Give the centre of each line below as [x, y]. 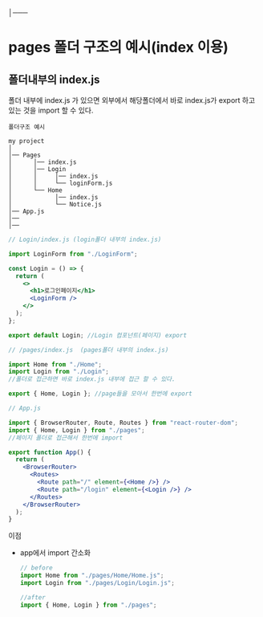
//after [32, 597]
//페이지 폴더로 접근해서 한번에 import [66, 438]
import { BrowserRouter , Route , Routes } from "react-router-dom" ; [123, 423]
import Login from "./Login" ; [59, 372]
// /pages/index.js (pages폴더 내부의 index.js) [89, 349]
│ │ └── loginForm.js [61, 183]
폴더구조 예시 [27, 127]
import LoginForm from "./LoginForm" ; [73, 254]
